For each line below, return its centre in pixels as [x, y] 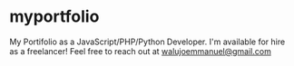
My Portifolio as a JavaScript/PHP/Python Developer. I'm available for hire [147, 42]
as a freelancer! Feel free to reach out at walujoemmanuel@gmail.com [141, 51]
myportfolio [54, 17]
